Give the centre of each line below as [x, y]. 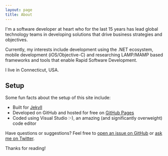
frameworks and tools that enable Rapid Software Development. [71, 60]
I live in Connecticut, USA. [32, 70]
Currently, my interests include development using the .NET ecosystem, [79, 49]
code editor [24, 123]
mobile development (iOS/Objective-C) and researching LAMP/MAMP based [84, 55]
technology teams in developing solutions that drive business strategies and [84, 34]
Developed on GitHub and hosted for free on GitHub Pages [73, 113]
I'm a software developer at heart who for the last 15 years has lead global [82, 29]
